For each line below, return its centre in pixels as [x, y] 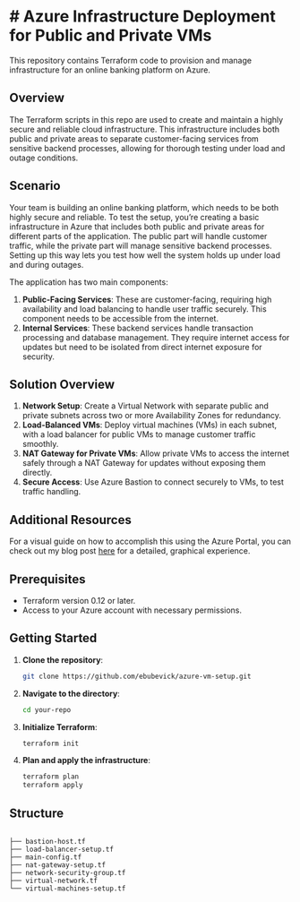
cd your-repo [47, 709]
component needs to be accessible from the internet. [120, 318]
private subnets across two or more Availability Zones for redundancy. [152, 416]
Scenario [35, 186]
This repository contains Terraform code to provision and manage [131, 60]
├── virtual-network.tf [54, 881]
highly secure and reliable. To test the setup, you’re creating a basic [134, 217]
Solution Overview [62, 384]
